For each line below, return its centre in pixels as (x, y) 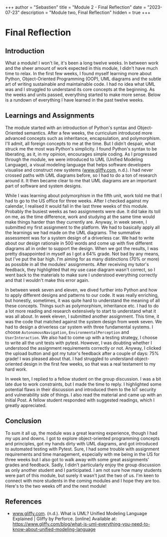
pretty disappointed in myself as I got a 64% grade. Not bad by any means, (82, 254)
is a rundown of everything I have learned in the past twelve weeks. (75, 100)
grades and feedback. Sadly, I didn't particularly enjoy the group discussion (83, 465)
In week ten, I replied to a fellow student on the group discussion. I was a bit (83, 379)
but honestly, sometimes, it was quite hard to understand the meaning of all (83, 300)
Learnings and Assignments (50, 116)
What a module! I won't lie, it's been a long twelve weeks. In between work (82, 63)
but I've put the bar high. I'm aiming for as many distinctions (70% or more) (82, 259)
